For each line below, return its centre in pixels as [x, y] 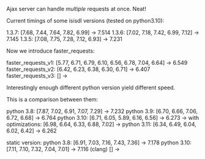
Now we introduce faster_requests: [50, 51]
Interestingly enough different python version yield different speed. [91, 87]
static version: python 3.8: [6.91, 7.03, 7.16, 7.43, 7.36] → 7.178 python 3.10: [99, 142]
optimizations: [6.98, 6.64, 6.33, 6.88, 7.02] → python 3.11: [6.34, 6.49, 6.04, [102, 124]
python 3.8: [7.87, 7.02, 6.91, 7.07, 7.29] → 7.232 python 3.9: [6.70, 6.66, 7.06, [102, 111]
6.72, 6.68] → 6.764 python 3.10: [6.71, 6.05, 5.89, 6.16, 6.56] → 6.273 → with [103, 118]
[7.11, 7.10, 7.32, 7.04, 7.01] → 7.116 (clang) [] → [63, 149]
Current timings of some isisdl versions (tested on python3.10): [85, 20]
